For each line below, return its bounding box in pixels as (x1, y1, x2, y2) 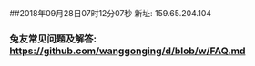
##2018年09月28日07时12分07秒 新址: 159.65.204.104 (9, 8, 212, 18)
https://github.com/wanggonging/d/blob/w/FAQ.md (9, 44, 246, 57)
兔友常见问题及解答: (9, 33, 97, 45)
